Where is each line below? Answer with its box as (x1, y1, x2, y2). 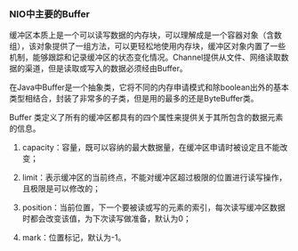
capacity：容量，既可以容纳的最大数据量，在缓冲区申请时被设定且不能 (21, 142, 280, 153)
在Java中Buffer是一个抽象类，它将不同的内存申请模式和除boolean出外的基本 (9, 82, 289, 93)
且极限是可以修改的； (21, 183, 101, 194)
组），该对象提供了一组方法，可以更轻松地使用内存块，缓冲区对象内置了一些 (9, 41, 286, 52)
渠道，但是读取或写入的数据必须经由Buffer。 (24, 63, 189, 74)
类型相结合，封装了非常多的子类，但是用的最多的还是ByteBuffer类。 (9, 93, 260, 104)
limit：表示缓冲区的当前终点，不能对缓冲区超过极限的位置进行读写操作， (21, 172, 287, 183)
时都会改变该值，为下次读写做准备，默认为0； (21, 214, 191, 224)
